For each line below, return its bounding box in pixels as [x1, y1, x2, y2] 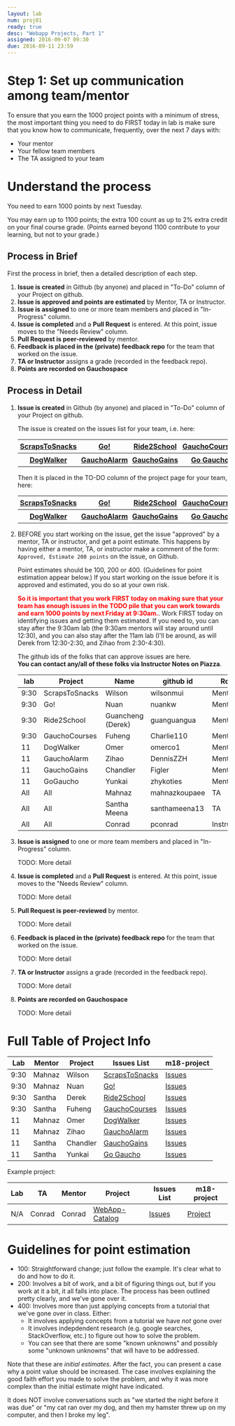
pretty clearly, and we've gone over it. [17, 1294, 127, 1303]
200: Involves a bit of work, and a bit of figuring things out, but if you [17, 1280, 216, 1288]
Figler [150, 765, 169, 775]
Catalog [93, 1213, 119, 1223]
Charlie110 [150, 730, 188, 740]
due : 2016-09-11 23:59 [7, 43, 73, 50]
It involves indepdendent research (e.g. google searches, [27, 1324, 193, 1333]
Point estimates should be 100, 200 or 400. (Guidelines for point [17, 565, 202, 574]
